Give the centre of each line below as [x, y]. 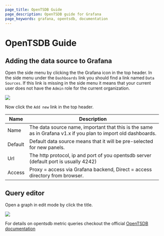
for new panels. [47, 147]
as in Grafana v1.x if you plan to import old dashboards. [93, 134]
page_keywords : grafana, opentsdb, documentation [57, 19]
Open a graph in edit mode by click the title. [49, 205]
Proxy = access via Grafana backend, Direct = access [91, 169]
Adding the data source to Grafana [59, 61]
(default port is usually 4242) [63, 162]
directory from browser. [56, 176]
